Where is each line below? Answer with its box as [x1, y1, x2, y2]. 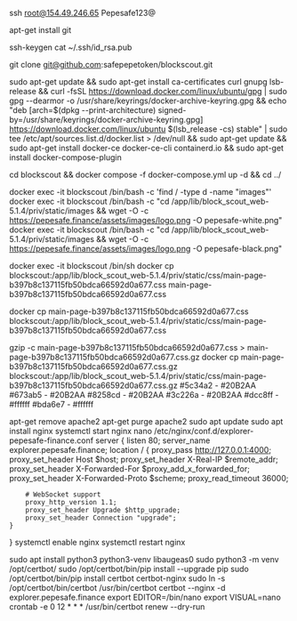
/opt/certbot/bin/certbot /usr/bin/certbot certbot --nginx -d [9, 583, 226, 593]
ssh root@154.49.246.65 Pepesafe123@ [9, 8, 157, 18]
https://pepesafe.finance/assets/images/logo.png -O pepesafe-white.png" [9, 215, 283, 225]
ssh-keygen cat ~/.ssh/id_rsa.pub [9, 42, 132, 52]
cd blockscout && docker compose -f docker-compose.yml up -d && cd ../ [9, 169, 282, 180]
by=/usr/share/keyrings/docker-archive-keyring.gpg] [9, 115, 204, 125]
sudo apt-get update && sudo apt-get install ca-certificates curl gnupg [9, 77, 269, 87]
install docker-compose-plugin [9, 152, 123, 163]
